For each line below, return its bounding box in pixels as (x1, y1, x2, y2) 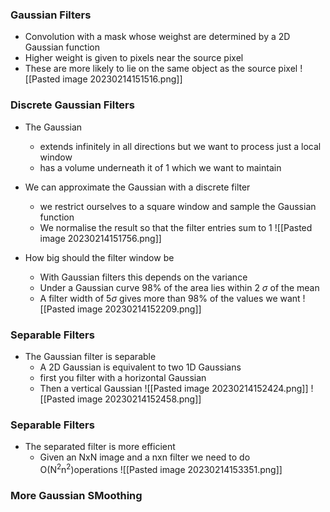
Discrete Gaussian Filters (10, 98, 135, 112)
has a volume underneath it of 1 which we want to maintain (39, 161, 282, 173)
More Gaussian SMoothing (10, 488, 143, 502)
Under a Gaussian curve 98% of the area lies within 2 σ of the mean (39, 281, 320, 293)
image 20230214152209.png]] (77, 303, 202, 315)
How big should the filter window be (24, 251, 175, 263)
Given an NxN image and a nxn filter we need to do (39, 451, 251, 463)
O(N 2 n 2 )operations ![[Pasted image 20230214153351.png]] (39, 462, 283, 475)
